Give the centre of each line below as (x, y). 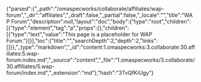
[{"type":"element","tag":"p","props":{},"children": (68, 28)
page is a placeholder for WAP (114, 34)
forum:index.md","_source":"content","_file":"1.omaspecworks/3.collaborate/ (101, 60)
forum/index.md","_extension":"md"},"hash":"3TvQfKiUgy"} (80, 73)
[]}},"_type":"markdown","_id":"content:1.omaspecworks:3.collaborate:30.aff (101, 47)
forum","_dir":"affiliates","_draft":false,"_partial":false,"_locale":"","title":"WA (100, 15)
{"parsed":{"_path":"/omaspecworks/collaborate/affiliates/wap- (85, 9)
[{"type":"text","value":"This (41, 34)
